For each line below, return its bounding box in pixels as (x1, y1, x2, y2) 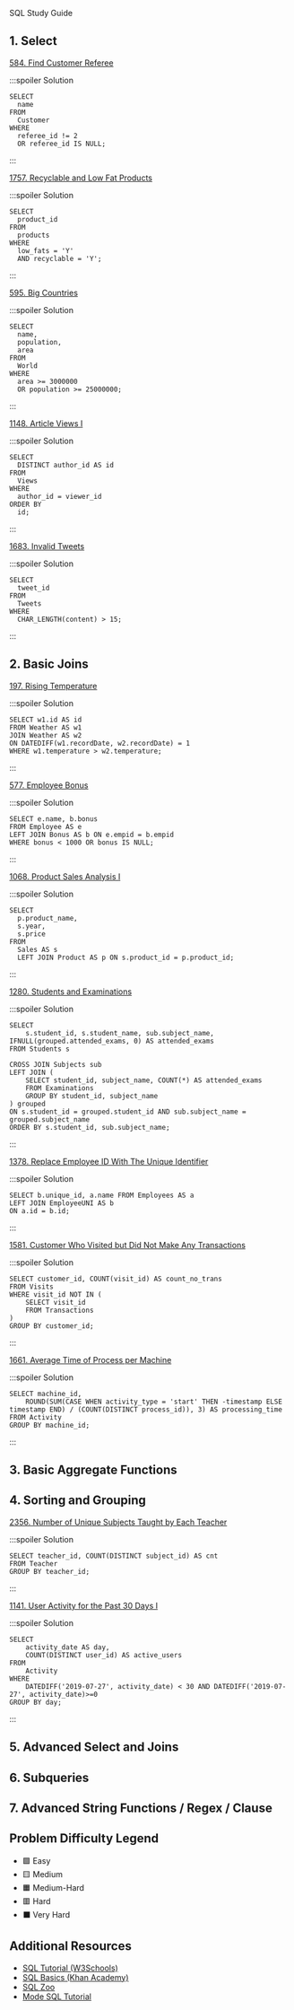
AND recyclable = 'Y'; (17, 254, 102, 263)
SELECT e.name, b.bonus (9, 814, 99, 824)
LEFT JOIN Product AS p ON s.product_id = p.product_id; (17, 953, 235, 962)
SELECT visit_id (25, 1298, 87, 1306)
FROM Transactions (25, 1306, 94, 1315)
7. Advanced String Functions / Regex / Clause (9, 1801, 273, 1815)
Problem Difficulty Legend (9, 1831, 160, 1847)
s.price (17, 929, 47, 939)
